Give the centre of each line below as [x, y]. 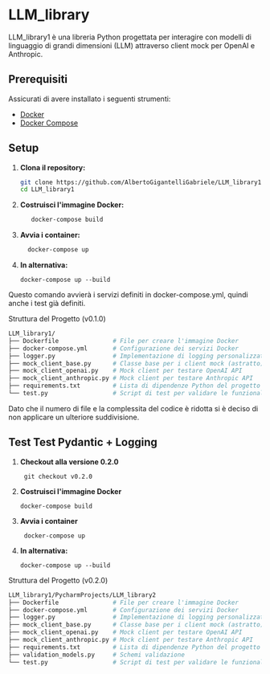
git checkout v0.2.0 [58, 476]
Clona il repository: [53, 167]
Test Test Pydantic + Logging [83, 442]
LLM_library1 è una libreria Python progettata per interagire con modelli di [130, 37]
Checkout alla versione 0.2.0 [69, 462]
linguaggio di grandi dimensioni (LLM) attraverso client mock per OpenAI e [132, 45]
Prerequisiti [38, 79]
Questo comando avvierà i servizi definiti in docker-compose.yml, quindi [129, 295]
